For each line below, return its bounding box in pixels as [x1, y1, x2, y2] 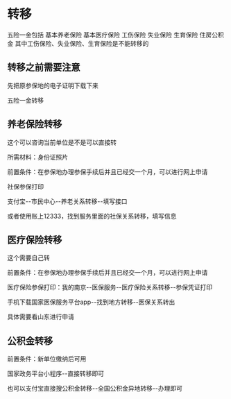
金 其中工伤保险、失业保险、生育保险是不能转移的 [7, 39, 149, 47]
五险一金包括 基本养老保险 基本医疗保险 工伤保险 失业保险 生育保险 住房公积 [7, 31, 224, 39]
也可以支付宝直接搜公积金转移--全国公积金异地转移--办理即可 [7, 384, 182, 393]
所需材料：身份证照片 [7, 153, 68, 161]
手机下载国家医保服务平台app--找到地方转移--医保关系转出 [7, 298, 176, 306]
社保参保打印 [7, 182, 44, 191]
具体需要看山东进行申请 [7, 313, 74, 321]
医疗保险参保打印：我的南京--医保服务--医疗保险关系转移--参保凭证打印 [7, 283, 213, 291]
